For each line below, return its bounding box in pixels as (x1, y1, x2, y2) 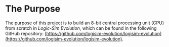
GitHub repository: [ (5, 30, 47, 36)
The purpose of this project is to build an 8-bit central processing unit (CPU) (5, 20, 164, 26)
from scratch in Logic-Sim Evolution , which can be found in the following (5, 25, 157, 31)
